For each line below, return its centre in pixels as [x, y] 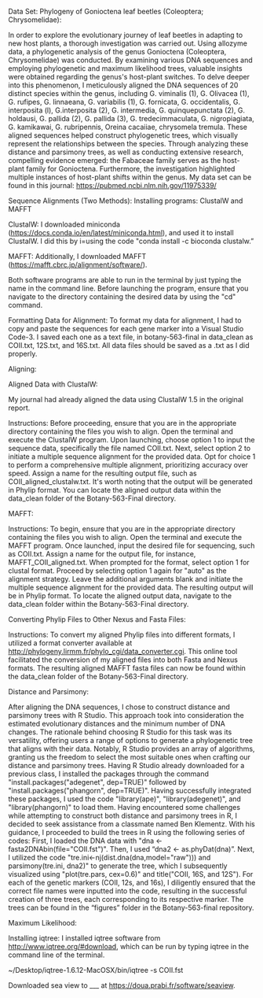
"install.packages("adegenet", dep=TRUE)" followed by [97, 782]
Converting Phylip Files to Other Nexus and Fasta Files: [97, 619]
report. [19, 408]
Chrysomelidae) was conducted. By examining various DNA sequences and [130, 60]
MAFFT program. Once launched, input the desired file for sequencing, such [131, 545]
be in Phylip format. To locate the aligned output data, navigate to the [120, 596]
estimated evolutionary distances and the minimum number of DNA [117, 724]
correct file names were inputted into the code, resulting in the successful [128, 891]
